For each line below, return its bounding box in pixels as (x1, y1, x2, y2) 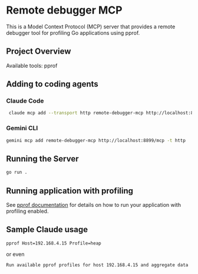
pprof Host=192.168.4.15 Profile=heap (6, 240, 101, 246)
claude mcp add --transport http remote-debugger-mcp (8, 110, 144, 116)
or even (6, 250, 25, 258)
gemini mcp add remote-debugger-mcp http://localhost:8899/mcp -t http (6, 137, 186, 143)
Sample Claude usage (6, 225, 88, 235)
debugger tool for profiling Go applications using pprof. (6, 29, 140, 36)
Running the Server (6, 154, 79, 164)
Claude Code (6, 97, 44, 105)
